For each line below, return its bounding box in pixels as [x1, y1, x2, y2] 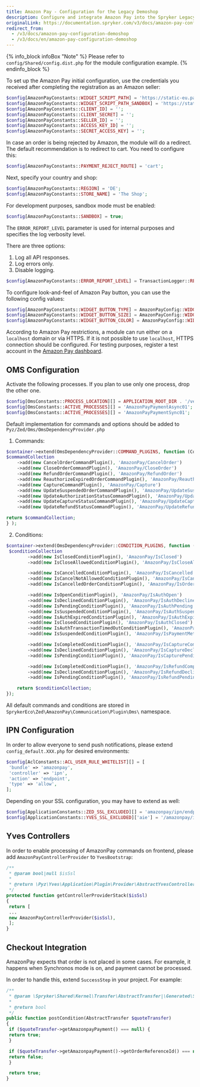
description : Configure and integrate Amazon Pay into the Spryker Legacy [6, 14, 196, 20]
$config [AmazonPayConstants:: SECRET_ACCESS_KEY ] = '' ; [6, 128, 145, 134]
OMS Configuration [6, 365, 80, 375]
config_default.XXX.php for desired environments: [6, 747, 130, 755]
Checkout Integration [6, 942, 87, 952]
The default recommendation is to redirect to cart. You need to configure [6, 146, 185, 153]
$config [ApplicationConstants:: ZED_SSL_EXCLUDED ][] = [6, 809, 143, 815]
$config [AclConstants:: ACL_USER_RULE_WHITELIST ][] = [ [6, 759, 145, 765]
